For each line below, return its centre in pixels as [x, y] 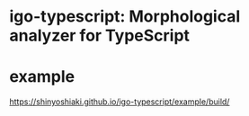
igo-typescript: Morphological [125, 17]
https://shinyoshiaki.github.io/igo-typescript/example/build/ [120, 102]
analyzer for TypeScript [100, 36]
